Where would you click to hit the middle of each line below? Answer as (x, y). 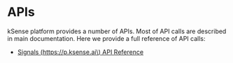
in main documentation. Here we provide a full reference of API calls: (106, 38)
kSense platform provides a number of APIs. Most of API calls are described (117, 31)
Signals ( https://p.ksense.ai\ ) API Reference (80, 52)
